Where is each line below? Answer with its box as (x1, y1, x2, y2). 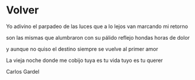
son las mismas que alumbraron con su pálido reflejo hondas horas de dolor (6, 34, 190, 41)
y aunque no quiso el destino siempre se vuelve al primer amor (6, 45, 159, 53)
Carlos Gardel (6, 68, 40, 75)
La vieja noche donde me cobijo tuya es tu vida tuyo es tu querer (6, 57, 163, 64)
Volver (6, 4, 39, 17)
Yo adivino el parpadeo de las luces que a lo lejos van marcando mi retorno (6, 23, 189, 30)
